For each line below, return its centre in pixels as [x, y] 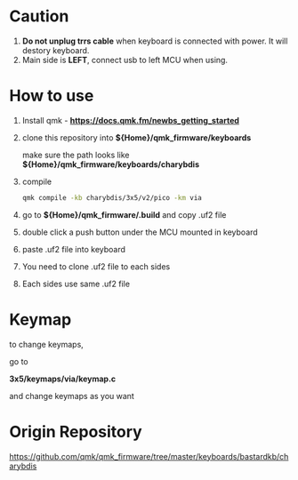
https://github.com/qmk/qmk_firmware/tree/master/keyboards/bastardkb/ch [149, 456]
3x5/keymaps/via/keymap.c [63, 379]
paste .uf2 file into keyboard [74, 249]
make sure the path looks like [76, 155]
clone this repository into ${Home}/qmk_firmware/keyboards [137, 137]
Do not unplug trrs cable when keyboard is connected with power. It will [155, 41]
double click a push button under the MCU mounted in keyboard [140, 232]
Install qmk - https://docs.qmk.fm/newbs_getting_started [131, 120]
